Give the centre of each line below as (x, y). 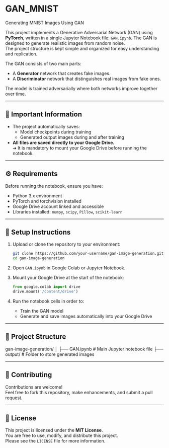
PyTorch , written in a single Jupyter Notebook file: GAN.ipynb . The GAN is (81, 38)
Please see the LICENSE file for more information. (55, 441)
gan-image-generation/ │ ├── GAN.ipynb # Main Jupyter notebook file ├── (84, 349)
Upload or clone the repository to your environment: (66, 244)
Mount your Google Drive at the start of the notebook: (68, 278)
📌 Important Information (44, 115)
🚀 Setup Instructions (38, 232)
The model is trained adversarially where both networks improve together (81, 88)
